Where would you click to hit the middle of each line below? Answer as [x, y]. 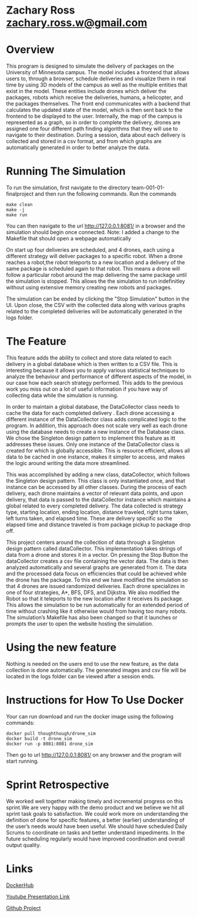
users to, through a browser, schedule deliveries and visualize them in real [96, 79]
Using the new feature [61, 647]
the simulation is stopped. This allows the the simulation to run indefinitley [96, 281]
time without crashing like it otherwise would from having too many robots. [96, 611]
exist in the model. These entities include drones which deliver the [86, 91]
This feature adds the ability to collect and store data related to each [89, 358]
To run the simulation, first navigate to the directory [68, 188]
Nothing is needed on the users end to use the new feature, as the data [92, 664]
